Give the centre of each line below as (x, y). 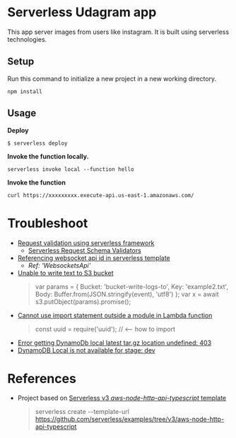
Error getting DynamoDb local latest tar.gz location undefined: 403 (114, 343)
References (42, 378)
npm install (25, 91)
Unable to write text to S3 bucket (66, 273)
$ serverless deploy (38, 143)
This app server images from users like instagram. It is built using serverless (118, 32)
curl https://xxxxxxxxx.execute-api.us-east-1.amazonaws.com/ (101, 195)
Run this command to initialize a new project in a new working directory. (112, 78)
